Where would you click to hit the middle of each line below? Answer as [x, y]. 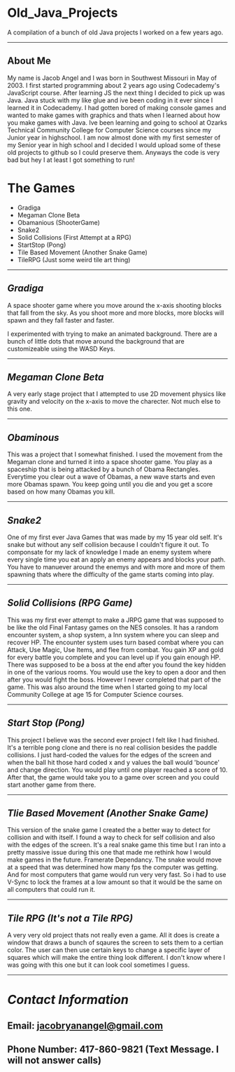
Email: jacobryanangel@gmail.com [85, 1025]
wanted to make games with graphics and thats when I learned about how [114, 115]
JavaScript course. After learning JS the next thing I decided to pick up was [116, 93]
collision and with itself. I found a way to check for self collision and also [111, 837]
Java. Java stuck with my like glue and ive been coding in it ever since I [110, 100]
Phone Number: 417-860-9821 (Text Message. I [113, 1050]
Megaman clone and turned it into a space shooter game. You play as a [110, 462]
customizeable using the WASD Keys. [61, 348]
